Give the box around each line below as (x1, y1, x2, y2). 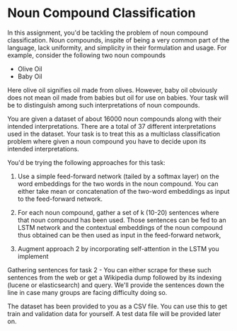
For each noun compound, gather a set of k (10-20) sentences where (17, 208, 219, 216)
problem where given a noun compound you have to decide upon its (7, 137, 207, 146)
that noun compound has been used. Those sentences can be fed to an (17, 216, 226, 224)
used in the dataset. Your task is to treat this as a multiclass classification (7, 129, 221, 138)
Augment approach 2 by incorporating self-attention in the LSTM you (17, 244, 219, 252)
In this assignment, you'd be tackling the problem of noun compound (7, 28, 209, 37)
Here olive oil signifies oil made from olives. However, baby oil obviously (7, 86, 218, 94)
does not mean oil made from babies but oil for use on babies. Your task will (7, 93, 229, 102)
